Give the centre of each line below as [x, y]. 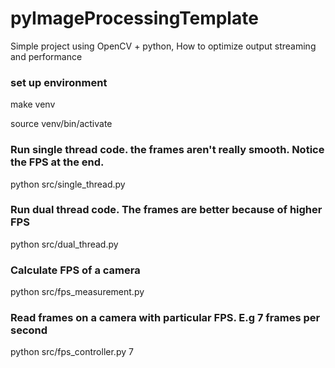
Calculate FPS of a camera [75, 270]
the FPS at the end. [57, 162]
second [29, 330]
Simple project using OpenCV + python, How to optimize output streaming [163, 46]
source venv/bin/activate [61, 124]
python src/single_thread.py [68, 184]
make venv [33, 104]
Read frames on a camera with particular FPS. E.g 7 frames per [165, 318]
